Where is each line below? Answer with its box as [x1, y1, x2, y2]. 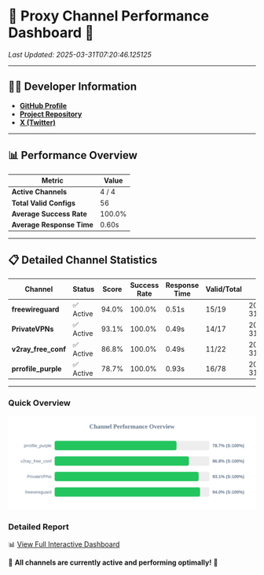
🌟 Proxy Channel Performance [8, 7, 210, 25]
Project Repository [19, 109, 82, 119]
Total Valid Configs [11, 198, 76, 208]
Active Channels [11, 187, 68, 197]
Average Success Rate [11, 208, 88, 219]
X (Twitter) [19, 117, 57, 127]
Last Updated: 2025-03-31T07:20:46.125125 [8, 50, 152, 59]
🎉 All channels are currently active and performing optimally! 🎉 [8, 558, 218, 567]
